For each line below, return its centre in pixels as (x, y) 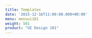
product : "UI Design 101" (32, 28)
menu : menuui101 (22, 19)
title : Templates (23, 10)
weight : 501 (17, 23)
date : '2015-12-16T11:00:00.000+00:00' (46, 14)
